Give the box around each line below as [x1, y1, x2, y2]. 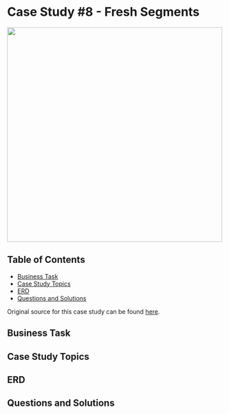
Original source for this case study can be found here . [7, 307, 160, 316]
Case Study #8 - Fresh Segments [7, 4, 200, 20]
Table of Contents [7, 254, 86, 266]
